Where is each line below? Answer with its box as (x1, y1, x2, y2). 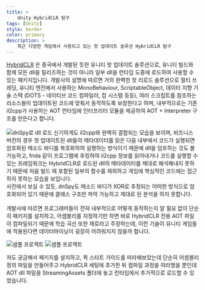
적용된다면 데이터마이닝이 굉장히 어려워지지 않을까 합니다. (12, 227, 151, 235)
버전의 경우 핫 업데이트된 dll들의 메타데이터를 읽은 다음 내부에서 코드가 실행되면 (6, 136, 195, 144)
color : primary (6, 32, 45, 38)
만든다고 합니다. (17, 114, 56, 122)
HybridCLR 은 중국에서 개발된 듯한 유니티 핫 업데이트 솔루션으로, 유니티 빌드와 (6, 61, 194, 68)
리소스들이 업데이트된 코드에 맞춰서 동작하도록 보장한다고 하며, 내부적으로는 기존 (6, 99, 198, 106)
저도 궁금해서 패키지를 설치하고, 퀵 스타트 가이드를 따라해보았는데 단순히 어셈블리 (6, 253, 199, 261)
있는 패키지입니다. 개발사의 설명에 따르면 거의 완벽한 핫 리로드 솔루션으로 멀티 (6, 76, 191, 84)
